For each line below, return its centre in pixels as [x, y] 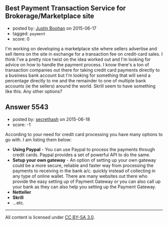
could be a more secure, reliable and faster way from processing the [83, 165]
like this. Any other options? [34, 91]
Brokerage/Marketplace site [50, 16]
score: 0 [21, 39]
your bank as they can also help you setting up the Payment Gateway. [84, 187]
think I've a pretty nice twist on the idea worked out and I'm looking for [78, 59]
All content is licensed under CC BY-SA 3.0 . [50, 217]
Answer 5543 [27, 107]
